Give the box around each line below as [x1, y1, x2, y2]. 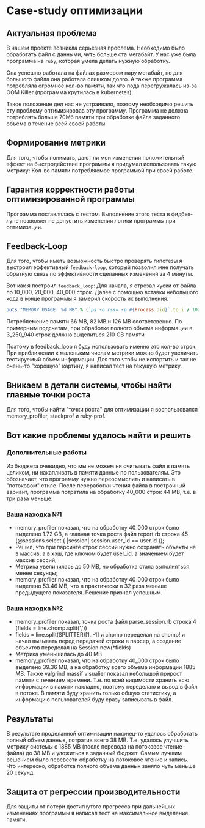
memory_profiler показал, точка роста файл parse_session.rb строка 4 [15, 618, 196, 626]
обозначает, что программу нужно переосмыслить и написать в [6, 475, 176, 482]
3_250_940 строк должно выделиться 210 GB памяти [6, 331, 145, 338]
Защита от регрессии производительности [6, 786, 181, 797]
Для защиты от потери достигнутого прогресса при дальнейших [6, 803, 176, 810]
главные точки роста [6, 390, 91, 400]
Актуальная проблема [6, 28, 98, 39]
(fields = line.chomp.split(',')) [15, 624, 87, 632]
